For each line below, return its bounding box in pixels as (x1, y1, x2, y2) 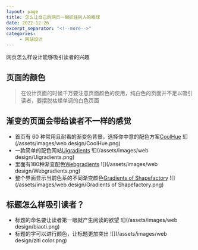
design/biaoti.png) (14, 223, 60, 230)
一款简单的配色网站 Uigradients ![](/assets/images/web (14, 146, 149, 154)
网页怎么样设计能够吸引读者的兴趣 (6, 54, 90, 60)
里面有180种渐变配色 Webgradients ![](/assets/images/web (14, 160, 158, 167)
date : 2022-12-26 (6, 20, 49, 26)
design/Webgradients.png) (14, 167, 81, 174)
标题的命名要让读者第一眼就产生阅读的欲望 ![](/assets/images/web (14, 217, 178, 224)
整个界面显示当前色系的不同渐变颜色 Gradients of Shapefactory (14, 174, 168, 182)
